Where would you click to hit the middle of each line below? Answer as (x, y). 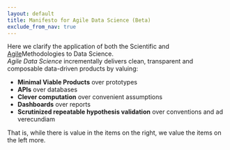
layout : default (31, 14)
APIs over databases (47, 90)
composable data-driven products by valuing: (72, 69)
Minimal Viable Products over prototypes (77, 82)
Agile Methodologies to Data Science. (60, 54)
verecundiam (36, 119)
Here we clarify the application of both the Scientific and (88, 47)
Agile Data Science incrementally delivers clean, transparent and (100, 61)
